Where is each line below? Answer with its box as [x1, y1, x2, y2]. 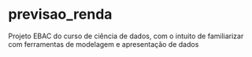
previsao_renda [8, 5, 113, 23]
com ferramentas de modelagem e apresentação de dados [8, 39, 199, 48]
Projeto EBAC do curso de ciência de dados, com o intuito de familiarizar [8, 31, 244, 41]
